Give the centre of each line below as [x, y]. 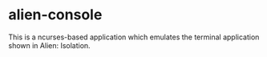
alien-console [55, 15]
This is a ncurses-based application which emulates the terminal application [134, 37]
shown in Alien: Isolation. [49, 45]
